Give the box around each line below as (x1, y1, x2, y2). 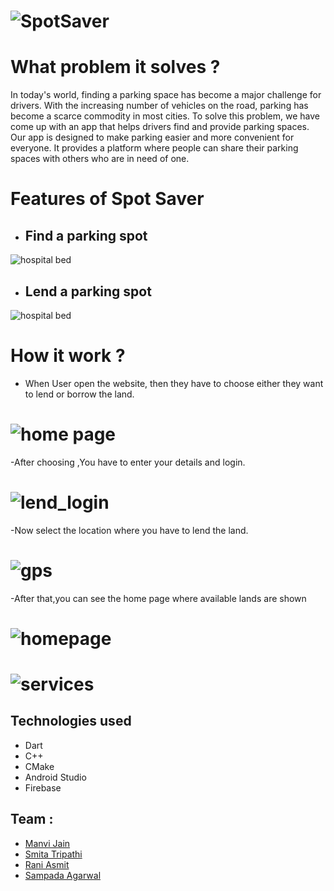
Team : (10, 811, 54, 828)
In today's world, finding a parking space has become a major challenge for (10, 89, 322, 101)
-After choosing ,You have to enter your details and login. (10, 456, 246, 468)
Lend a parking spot (24, 283, 152, 300)
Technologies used (10, 713, 132, 730)
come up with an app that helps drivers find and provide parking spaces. (10, 121, 310, 133)
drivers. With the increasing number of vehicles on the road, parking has (10, 100, 309, 112)
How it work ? (10, 345, 126, 367)
